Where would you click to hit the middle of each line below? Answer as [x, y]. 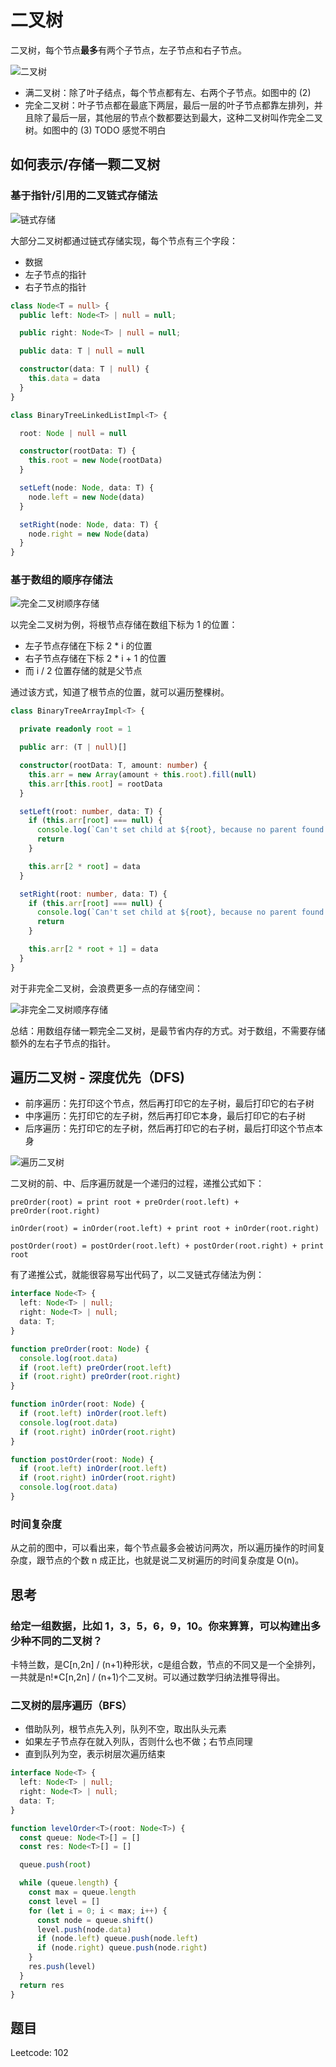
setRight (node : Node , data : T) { [89, 524]
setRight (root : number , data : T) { [93, 894]
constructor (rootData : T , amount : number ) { [113, 766]
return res [42, 1985]
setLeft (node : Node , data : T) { [87, 488]
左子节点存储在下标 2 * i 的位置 [88, 646]
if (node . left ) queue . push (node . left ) [117, 1939]
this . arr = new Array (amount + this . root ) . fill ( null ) [142, 774]
